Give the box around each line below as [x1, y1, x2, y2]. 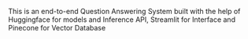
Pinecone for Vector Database [8, 23, 106, 32]
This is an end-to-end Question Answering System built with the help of [8, 7, 241, 16]
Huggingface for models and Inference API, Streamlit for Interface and [8, 15, 236, 24]
